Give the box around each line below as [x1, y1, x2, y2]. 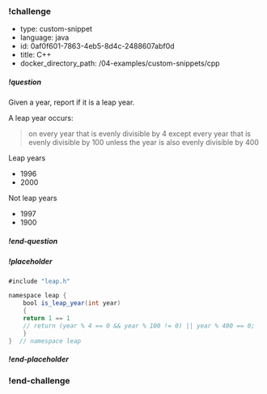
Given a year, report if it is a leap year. [8, 97, 135, 107]
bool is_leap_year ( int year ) [23, 299, 121, 307]
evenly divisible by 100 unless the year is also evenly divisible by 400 [28, 138, 259, 148]
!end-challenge [8, 375, 70, 386]
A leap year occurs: [8, 113, 74, 123]
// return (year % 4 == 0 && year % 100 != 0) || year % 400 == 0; [23, 322, 255, 330]
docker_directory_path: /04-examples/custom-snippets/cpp [19, 58, 220, 68]
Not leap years [8, 193, 57, 203]
